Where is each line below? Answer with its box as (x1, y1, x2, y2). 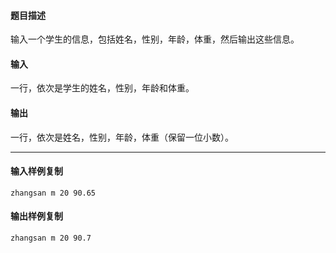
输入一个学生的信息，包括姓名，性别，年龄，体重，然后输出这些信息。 (10, 33, 300, 45)
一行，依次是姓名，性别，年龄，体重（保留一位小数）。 (10, 131, 234, 143)
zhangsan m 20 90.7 (10, 233, 92, 244)
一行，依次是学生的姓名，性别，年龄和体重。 (10, 82, 195, 94)
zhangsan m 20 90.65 (10, 188, 97, 198)
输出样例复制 (10, 210, 63, 222)
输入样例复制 (10, 165, 63, 177)
